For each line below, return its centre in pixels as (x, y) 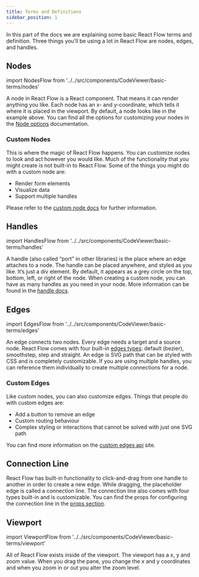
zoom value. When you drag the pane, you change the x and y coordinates (98, 561)
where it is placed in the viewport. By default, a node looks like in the (91, 111)
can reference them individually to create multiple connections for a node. (97, 368)
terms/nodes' (23, 87)
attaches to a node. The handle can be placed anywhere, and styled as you (99, 265)
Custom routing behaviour (47, 420)
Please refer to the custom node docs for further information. (82, 208)
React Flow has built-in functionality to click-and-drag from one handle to (97, 478)
